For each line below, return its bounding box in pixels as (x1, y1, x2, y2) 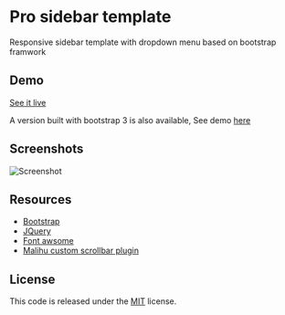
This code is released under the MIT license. (9, 296, 177, 307)
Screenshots (9, 142, 84, 157)
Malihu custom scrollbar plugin (22, 245, 140, 257)
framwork (9, 46, 47, 57)
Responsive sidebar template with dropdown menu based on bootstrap (9, 37, 277, 47)
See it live (9, 97, 47, 108)
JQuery (22, 226, 52, 236)
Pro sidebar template (9, 6, 172, 27)
